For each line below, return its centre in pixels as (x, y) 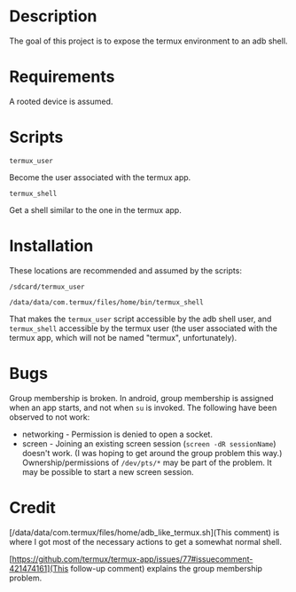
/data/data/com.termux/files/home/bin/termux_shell (106, 302)
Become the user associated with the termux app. (100, 177)
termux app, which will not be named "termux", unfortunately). (123, 337)
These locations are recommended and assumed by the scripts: (125, 270)
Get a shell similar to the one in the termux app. (95, 209)
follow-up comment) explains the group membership (167, 568)
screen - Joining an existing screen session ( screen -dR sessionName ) (149, 443)
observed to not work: (50, 417)
